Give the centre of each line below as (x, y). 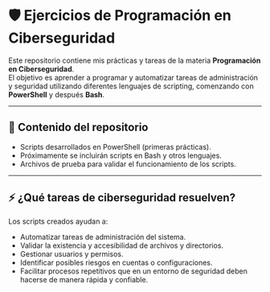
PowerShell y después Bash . (57, 94)
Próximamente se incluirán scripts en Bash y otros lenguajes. (121, 155)
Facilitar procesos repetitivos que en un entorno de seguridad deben (133, 271)
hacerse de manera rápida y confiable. (84, 279)
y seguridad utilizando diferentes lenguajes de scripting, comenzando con (131, 86)
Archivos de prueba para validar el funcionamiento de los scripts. (128, 164)
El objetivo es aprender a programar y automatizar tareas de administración (133, 77)
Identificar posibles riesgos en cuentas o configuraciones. (116, 262)
